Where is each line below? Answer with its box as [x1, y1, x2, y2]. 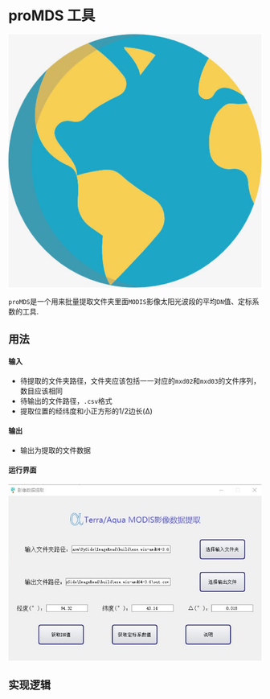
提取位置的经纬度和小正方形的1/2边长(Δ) [19, 406, 153, 416]
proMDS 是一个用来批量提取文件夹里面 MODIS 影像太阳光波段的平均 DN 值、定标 [8, 296, 253, 306]
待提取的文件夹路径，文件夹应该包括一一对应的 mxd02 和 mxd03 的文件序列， [19, 376, 261, 385]
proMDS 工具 [8, 6, 96, 25]
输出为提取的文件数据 [19, 445, 91, 454]
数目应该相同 [19, 386, 63, 396]
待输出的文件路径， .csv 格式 [19, 396, 112, 405]
